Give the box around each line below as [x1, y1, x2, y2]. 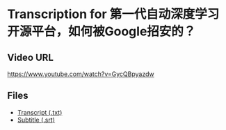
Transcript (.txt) [17, 108, 63, 116]
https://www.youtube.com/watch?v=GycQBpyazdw [7, 70, 154, 78]
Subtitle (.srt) [17, 115, 56, 124]
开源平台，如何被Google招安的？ [7, 24, 196, 39]
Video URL [7, 51, 54, 63]
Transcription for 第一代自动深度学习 [7, 6, 220, 22]
